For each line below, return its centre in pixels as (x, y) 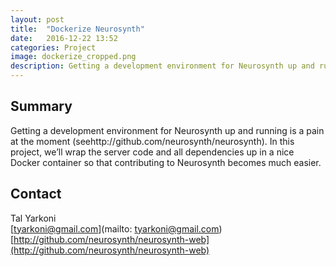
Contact (36, 194)
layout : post (37, 19)
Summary (41, 106)
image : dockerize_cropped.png (73, 57)
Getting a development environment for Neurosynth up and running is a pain (167, 130)
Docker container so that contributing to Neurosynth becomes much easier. (166, 162)
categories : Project (53, 47)
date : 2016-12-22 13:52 (64, 38)
